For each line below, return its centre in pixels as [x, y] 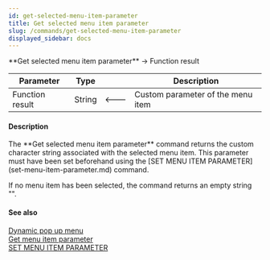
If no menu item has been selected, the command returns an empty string [130, 185]
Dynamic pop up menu [46, 230]
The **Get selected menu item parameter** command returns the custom [131, 144]
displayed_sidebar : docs [50, 38]
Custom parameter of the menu [193, 95]
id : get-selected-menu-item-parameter [73, 16]
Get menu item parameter [51, 239]
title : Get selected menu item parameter [79, 23]
